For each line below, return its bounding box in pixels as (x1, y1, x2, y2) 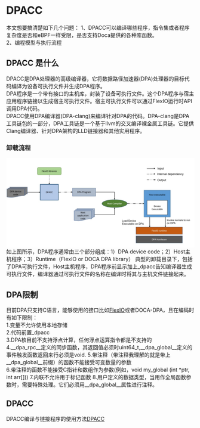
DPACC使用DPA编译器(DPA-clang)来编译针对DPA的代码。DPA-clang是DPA (6, 112, 190, 119)
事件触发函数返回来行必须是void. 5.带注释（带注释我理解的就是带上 (6, 351, 171, 358)
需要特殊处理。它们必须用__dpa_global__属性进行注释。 (21, 381, 158, 388)
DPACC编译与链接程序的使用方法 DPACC (6, 415, 105, 422)
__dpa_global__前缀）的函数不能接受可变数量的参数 (6, 359, 132, 366)
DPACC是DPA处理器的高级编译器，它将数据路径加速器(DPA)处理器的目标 (6, 75, 185, 82)
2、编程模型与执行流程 (6, 39, 62, 46)
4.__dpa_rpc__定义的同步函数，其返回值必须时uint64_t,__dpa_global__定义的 (6, 344, 193, 351)
